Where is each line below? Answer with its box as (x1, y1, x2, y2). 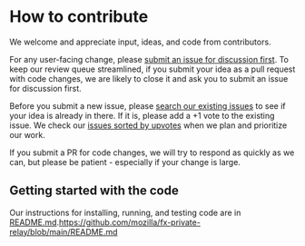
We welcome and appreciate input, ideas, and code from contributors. (9, 36, 271, 47)
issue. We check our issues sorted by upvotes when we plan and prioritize (9, 120, 288, 131)
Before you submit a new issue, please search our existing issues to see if (9, 100, 286, 111)
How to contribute (9, 6, 149, 27)
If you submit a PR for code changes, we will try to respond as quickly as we (9, 147, 295, 158)
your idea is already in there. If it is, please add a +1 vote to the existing (9, 110, 275, 121)
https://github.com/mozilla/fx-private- (58, 216, 202, 228)
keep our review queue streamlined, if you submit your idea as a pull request (9, 64, 296, 74)
